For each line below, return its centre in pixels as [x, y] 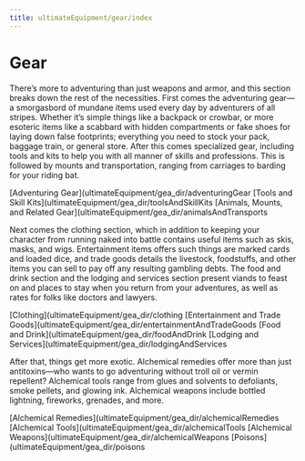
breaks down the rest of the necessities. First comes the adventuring [138, 97]
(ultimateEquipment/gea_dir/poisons [77, 446]
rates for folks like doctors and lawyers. [83, 297]
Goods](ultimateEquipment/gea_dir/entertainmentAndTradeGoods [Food [145, 325]
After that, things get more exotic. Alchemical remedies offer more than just [151, 361]
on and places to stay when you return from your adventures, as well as [144, 287]
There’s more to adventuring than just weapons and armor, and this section [150, 88]
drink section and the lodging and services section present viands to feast [148, 277]
